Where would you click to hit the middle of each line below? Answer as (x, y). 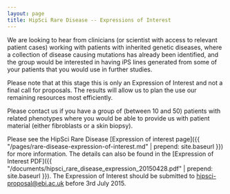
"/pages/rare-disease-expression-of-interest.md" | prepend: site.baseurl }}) (115, 146)
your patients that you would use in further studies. (80, 69)
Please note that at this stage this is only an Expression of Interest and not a (115, 82)
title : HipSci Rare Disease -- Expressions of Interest (89, 20)
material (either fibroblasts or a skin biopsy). (70, 125)
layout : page (26, 14)
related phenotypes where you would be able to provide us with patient (108, 118)
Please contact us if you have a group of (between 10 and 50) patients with (114, 111)
